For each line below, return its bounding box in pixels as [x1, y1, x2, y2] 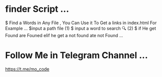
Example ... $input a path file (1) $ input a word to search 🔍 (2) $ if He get [5, 25, 157, 31]
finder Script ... [5, 3, 70, 15]
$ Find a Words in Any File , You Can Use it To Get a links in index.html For [5, 20, 157, 26]
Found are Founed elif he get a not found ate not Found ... [5, 32, 123, 38]
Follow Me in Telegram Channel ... [5, 50, 148, 61]
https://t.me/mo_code [5, 66, 50, 72]
